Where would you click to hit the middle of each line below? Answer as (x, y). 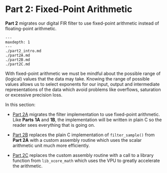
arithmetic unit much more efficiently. (51, 145)
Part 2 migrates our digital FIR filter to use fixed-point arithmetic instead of (82, 23)
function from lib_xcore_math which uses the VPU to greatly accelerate (86, 160)
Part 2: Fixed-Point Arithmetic (69, 9)
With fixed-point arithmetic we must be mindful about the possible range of (83, 73)
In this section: (20, 105)
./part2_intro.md (23, 51)
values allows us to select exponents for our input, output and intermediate (82, 84)
